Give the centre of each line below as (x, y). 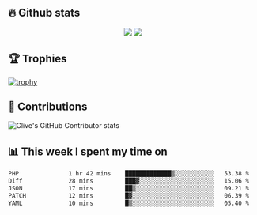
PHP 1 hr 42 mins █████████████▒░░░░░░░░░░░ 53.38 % (128, 174)
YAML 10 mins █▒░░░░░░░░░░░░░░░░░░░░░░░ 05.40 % (128, 203)
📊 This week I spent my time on (88, 151)
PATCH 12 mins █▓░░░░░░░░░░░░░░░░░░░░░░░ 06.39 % (128, 196)
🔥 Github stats (44, 13)
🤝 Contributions (48, 107)
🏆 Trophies (38, 59)
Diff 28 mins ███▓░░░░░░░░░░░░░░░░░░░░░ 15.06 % (128, 181)
